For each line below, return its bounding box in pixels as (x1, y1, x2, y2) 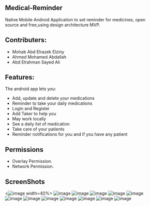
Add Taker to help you (12, 111, 57, 117)
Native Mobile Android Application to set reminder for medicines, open (5, 16, 146, 22)
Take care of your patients (12, 126, 65, 132)
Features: (5, 73, 35, 81)
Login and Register (12, 106, 50, 111)
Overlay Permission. (12, 158, 52, 164)
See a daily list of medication (12, 121, 70, 127)
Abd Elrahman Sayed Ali (12, 59, 60, 65)
